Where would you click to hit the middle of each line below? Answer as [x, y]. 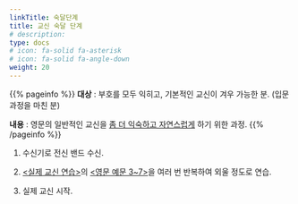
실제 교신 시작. [47, 191]
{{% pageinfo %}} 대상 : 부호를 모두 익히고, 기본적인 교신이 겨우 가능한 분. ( [142, 94]
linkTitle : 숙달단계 [44, 17]
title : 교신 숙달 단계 [46, 26]
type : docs [30, 42]
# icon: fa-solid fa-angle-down [69, 59]
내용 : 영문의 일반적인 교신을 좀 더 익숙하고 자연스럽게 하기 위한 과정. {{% [136, 124]
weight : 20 [30, 68]
